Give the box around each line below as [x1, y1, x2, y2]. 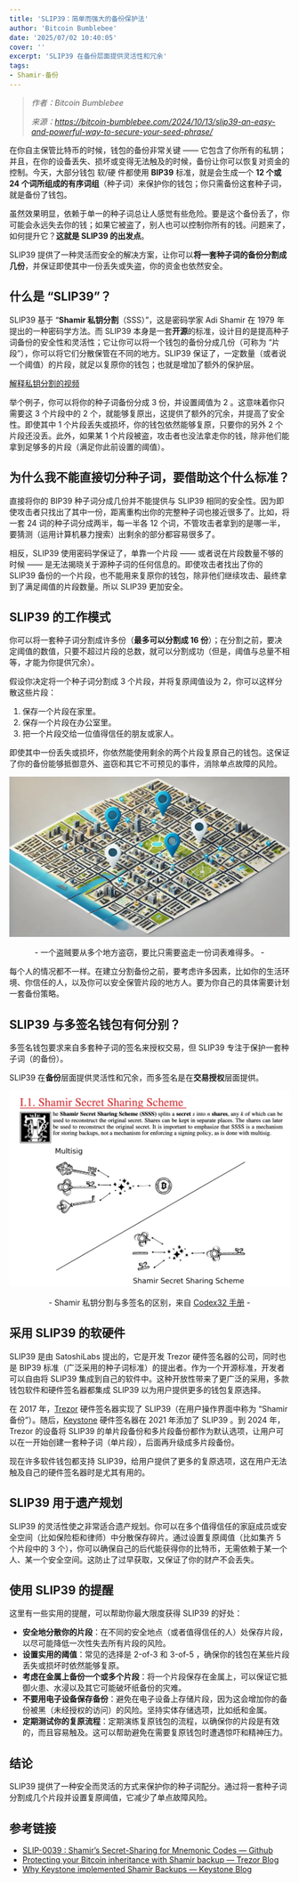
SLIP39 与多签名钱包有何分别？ [9, 1016, 182, 1032]
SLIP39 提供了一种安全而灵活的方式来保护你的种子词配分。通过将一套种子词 [9, 1781, 287, 1792]
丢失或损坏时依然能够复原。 [21, 1660, 125, 1671]
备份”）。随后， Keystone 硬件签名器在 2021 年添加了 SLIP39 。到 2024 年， [9, 1414, 286, 1425]
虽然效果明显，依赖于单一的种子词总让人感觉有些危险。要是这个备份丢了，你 [9, 208, 290, 218]
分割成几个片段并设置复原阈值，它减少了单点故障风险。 [9, 1792, 212, 1803]
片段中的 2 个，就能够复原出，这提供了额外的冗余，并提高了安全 [49, 408, 285, 419]
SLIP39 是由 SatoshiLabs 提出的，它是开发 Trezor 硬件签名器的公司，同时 [9, 1350, 279, 1362]
